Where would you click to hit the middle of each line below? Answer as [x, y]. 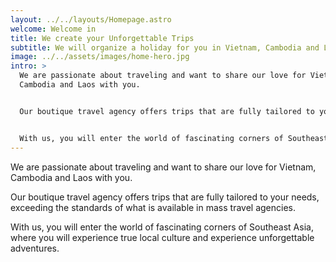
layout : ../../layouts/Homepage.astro [91, 19]
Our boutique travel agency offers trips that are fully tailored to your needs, [165, 197]
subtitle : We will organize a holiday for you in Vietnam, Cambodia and [165, 47]
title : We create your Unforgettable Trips [102, 38]
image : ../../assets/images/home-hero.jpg [100, 57]
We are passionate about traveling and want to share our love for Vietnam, [163, 167]
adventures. [35, 248]
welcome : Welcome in [53, 29]
